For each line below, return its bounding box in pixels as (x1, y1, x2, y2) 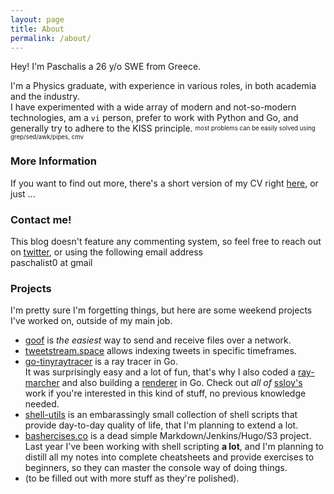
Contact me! (10, 212, 72, 226)
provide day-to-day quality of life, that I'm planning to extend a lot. (24, 419, 299, 431)
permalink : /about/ (10, 33, 92, 43)
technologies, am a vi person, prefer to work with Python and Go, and (10, 112, 299, 124)
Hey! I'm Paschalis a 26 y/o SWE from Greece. (10, 61, 202, 73)
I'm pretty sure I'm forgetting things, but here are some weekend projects (10, 304, 313, 316)
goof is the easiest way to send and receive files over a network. (24, 334, 292, 346)
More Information (10, 154, 97, 168)
